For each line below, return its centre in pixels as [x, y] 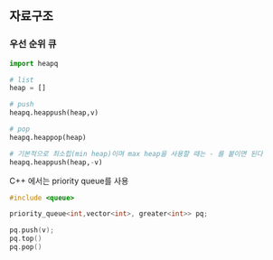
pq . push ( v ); [32, 230]
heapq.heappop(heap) [48, 137]
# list [22, 79]
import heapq [34, 63]
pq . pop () [26, 247]
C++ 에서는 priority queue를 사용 [69, 181]
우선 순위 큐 [33, 44]
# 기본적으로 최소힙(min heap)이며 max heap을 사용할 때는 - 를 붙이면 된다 [136, 153]
